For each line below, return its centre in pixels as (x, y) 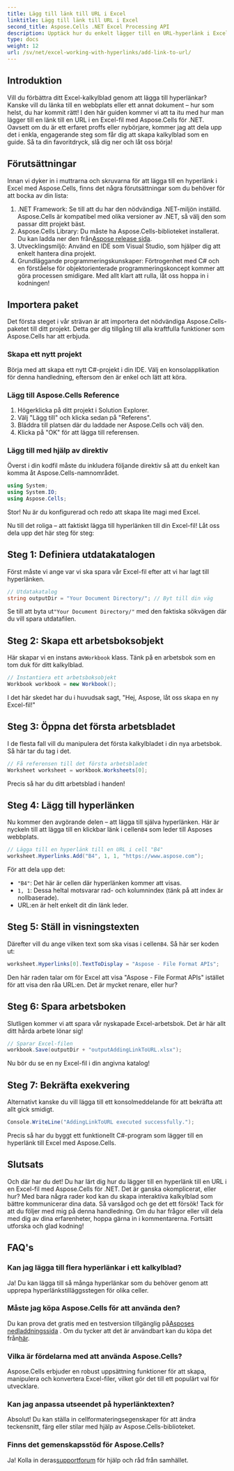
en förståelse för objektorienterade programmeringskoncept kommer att (121, 268)
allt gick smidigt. (31, 1110)
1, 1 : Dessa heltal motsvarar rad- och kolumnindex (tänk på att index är (120, 890)
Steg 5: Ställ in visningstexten (73, 927)
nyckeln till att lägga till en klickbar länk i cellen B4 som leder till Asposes (110, 830)
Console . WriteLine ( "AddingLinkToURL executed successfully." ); (101, 1122)
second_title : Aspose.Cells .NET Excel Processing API (88, 26)
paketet (18, 329)
